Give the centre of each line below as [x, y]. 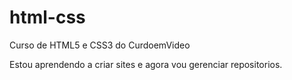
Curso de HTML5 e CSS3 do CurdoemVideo [100, 45]
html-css [47, 17]
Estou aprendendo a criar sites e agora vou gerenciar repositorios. [146, 64]
